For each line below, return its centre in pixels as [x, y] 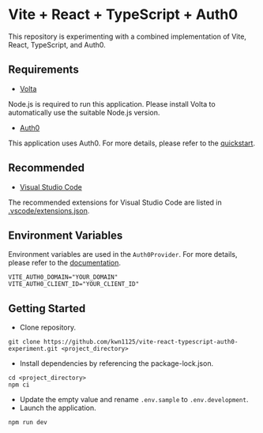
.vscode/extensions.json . [49, 210]
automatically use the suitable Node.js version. [84, 112]
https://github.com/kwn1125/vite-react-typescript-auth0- [141, 342]
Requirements [43, 70]
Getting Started [47, 309]
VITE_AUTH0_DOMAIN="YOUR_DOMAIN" [63, 277]
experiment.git [33, 349]
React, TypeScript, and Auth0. [57, 44]
